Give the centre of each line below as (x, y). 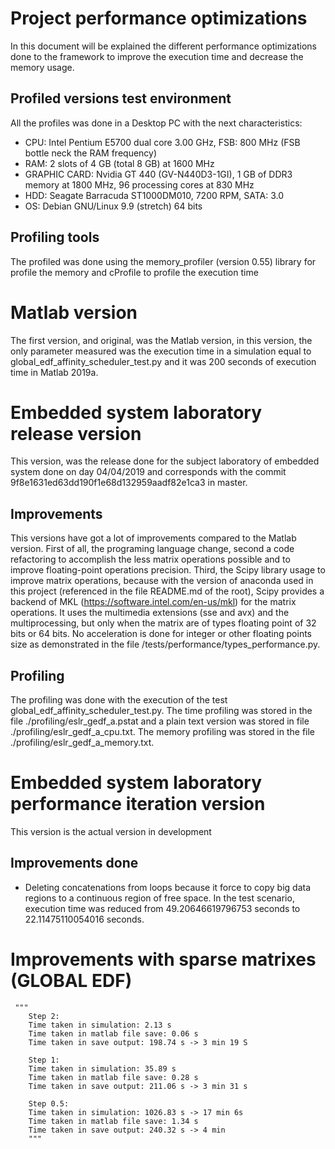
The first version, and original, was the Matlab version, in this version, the (161, 340)
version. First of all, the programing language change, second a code (152, 549)
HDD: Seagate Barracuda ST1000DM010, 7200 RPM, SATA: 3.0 (154, 195)
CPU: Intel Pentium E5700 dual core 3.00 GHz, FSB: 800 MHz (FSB (162, 142)
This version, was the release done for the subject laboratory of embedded (165, 461)
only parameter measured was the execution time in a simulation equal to (161, 351)
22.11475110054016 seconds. (84, 919)
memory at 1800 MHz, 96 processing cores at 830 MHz (139, 184)
